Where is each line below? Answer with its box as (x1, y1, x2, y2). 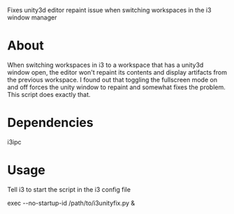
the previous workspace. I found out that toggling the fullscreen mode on (7, 75, 218, 84)
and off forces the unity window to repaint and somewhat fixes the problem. (7, 83, 226, 91)
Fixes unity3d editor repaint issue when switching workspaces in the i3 (7, 6, 212, 14)
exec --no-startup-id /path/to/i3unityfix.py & (7, 199, 136, 207)
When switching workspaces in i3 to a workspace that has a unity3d (7, 61, 204, 69)
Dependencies (7, 115, 94, 131)
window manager (7, 13, 57, 22)
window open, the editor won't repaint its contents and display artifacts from (7, 68, 227, 76)
